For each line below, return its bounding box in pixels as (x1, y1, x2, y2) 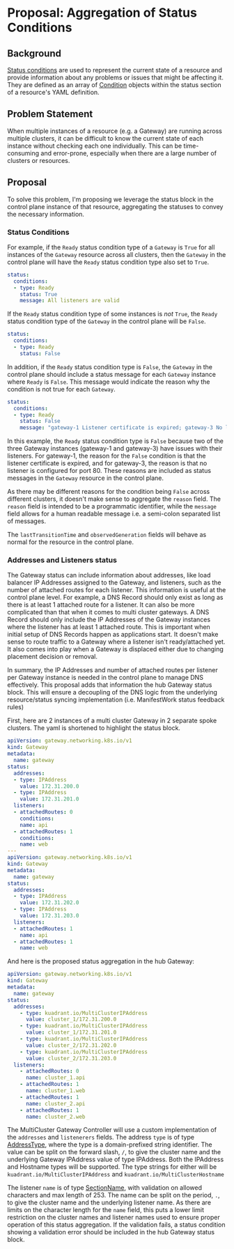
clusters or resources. (7, 156, 70, 164)
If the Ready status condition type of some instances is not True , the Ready (7, 310, 218, 318)
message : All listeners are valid (19, 297, 120, 304)
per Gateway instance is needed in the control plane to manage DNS (7, 674, 204, 682)
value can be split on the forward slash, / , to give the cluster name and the (7, 1148, 221, 1156)
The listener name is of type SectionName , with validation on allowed (7, 1184, 203, 1192)
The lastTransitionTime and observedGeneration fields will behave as (7, 531, 207, 539)
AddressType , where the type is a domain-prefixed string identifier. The (7, 1140, 212, 1149)
